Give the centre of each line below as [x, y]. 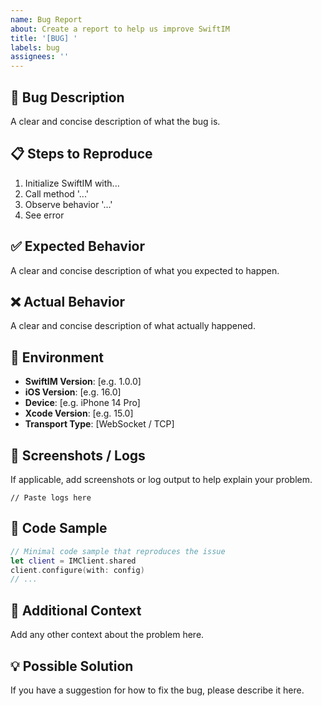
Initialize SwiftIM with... [72, 183]
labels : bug [35, 47]
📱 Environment [57, 357]
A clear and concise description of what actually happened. [133, 326]
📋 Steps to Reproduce [81, 154]
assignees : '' [40, 57]
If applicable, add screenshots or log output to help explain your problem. [161, 479]
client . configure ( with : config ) [77, 570]
